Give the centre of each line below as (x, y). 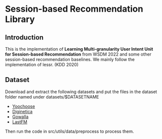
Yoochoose (23, 106)
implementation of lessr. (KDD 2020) (42, 65)
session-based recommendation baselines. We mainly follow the (70, 59)
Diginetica (22, 111)
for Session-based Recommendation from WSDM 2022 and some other (78, 54)
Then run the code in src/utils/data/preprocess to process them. (70, 131)
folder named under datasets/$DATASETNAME (52, 97)
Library (20, 19)
